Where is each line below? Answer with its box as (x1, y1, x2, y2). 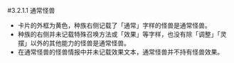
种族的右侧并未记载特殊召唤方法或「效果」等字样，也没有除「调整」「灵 (17, 30, 227, 38)
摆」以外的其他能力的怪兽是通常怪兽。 (17, 39, 130, 47)
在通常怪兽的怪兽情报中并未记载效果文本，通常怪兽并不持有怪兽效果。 (17, 48, 224, 56)
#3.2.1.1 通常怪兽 (7, 6, 55, 14)
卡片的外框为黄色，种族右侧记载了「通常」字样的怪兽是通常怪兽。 (17, 21, 211, 30)
